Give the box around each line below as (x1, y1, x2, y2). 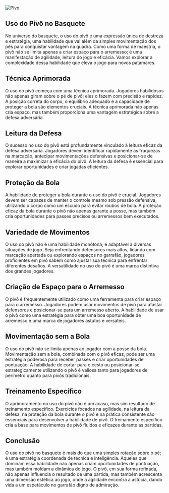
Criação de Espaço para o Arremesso (5, 283, 125, 291)
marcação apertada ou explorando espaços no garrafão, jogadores (5, 252, 145, 258)
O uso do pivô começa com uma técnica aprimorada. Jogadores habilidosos (5, 87, 164, 93)
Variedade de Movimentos (5, 228, 90, 237)
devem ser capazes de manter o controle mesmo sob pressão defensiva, (5, 197, 157, 203)
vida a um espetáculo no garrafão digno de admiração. (5, 482, 120, 488)
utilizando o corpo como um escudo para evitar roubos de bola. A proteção (5, 202, 162, 209)
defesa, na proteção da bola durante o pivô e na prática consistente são (5, 411, 155, 417)
